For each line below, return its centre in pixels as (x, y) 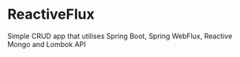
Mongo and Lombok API (47, 44)
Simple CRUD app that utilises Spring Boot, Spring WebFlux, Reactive (120, 36)
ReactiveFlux (51, 14)
